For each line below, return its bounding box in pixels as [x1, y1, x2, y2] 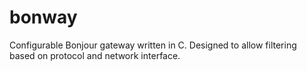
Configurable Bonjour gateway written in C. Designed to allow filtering [9, 39, 297, 51]
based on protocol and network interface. [9, 49, 181, 61]
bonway [9, 6, 78, 29]
